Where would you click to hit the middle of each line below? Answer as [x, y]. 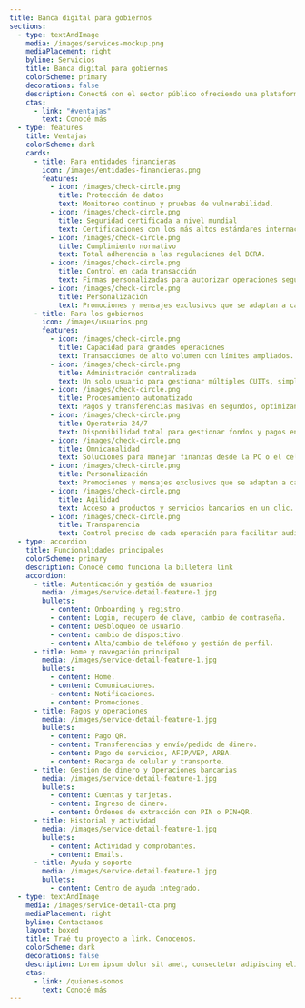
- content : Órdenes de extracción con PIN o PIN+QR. [152, 813]
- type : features [50, 128]
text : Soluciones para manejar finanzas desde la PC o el [170, 457]
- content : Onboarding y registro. [117, 610]
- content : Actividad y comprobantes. [123, 846]
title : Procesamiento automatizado [125, 398]
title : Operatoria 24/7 [103, 424]
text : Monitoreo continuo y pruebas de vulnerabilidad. [166, 204]
